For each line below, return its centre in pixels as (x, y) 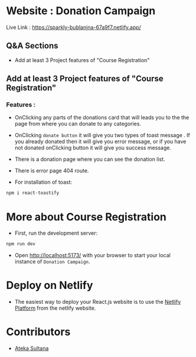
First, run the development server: (56, 233)
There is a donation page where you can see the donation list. (90, 159)
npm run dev (21, 244)
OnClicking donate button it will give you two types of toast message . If (102, 135)
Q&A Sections (32, 46)
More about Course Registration (86, 217)
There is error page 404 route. (52, 171)
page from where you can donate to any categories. (78, 124)
